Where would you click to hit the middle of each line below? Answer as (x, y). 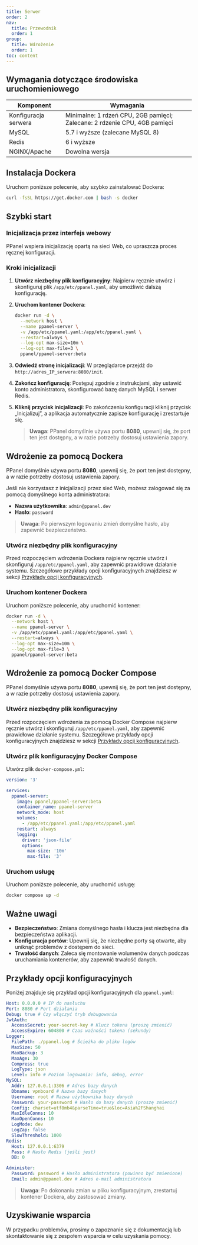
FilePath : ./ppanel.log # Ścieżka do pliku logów (73, 1042)
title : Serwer (24, 12)
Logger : (16, 1037)
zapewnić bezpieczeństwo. (54, 530)
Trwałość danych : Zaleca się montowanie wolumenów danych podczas (102, 953)
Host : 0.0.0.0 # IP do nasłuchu (46, 1003)
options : (32, 845)
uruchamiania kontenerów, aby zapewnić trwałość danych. (86, 960)
